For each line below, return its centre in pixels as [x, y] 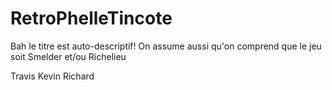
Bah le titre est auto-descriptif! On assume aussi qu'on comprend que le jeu [166, 46]
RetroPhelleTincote [91, 18]
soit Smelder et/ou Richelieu [68, 56]
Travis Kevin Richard [52, 76]
